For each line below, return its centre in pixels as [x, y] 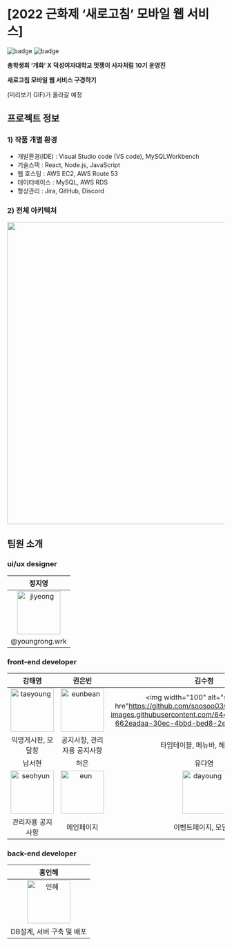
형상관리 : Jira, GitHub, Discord [61, 191]
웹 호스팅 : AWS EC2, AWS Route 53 [68, 173]
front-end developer [42, 662]
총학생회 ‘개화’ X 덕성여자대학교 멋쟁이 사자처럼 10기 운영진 [86, 65]
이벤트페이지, [194, 827]
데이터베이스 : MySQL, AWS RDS [62, 182]
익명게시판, [28, 740]
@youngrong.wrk [39, 641]
